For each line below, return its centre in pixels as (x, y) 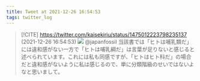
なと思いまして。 (42, 71)
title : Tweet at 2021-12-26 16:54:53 (53, 12)
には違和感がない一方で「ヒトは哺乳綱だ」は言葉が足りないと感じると (108, 49)
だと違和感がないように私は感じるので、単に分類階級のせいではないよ (108, 64)
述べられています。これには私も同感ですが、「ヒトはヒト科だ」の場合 (106, 56)
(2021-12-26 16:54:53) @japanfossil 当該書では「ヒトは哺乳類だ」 (106, 41)
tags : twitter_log (29, 17)
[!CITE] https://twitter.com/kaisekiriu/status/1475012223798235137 (104, 34)
